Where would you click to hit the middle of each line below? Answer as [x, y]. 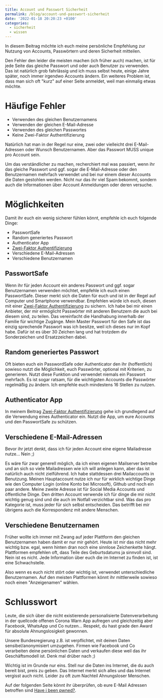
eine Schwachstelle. [25, 562]
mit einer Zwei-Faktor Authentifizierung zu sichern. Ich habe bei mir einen [79, 306]
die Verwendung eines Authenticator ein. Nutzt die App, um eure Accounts [80, 417]
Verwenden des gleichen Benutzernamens [54, 119]
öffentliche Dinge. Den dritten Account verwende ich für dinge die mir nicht [80, 494]
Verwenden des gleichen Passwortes [49, 130]
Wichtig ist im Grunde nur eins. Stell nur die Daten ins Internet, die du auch [80, 665]
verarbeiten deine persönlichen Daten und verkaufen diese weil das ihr [76, 651]
